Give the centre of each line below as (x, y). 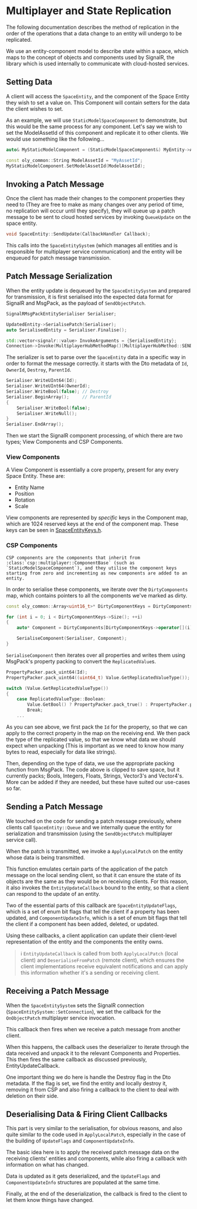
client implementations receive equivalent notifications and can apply (104, 966)
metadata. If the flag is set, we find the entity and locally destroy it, (86, 1083)
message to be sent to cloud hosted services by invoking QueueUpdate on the (98, 217)
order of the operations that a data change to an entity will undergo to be (94, 33)
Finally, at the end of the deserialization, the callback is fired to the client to (97, 1194)
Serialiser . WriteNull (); (47, 413)
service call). (22, 839)
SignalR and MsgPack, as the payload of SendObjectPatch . (76, 303)
